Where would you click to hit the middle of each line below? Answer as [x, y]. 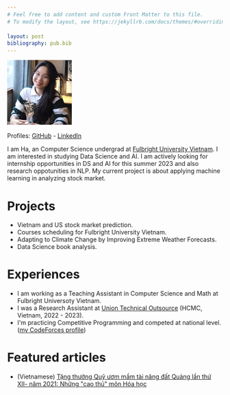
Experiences [43, 275]
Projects [31, 206]
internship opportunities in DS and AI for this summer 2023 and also [103, 164]
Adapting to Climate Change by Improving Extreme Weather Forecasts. [117, 239]
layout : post [26, 36]
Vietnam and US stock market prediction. [75, 225]
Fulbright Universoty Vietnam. [59, 301]
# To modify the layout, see [49, 22]
